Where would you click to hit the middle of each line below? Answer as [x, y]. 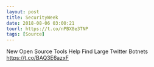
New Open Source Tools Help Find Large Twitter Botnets [77, 51]
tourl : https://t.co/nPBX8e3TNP [47, 29]
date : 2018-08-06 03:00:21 [40, 23]
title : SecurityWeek [33, 18]
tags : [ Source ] [26, 34]
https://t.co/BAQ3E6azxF [37, 58]
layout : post [23, 12]
